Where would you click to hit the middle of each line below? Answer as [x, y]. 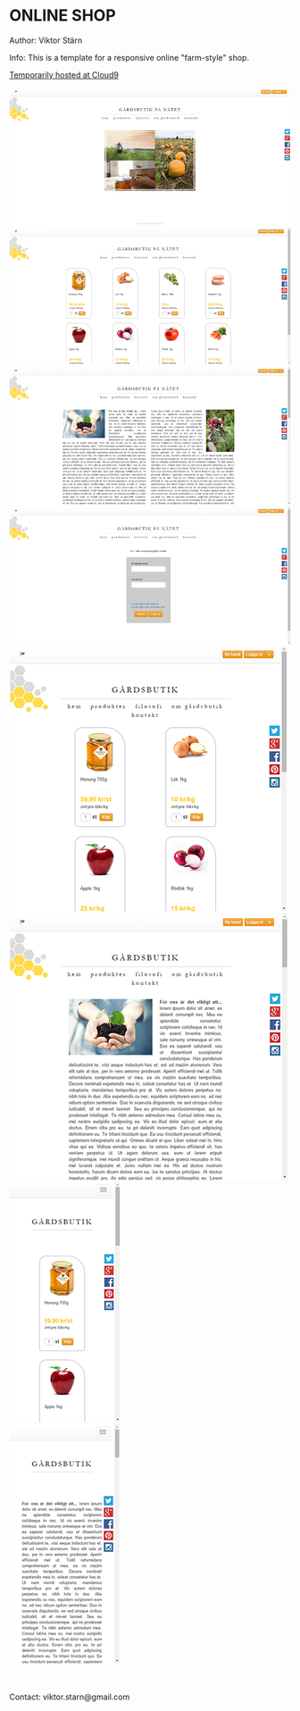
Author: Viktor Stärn [46, 40]
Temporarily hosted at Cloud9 [64, 75]
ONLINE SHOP [62, 16]
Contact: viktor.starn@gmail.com [70, 1697]
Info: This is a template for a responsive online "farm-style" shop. [129, 57]
